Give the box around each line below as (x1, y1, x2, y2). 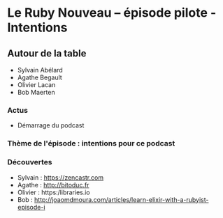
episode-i (17, 203, 45, 211)
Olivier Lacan (17, 81, 56, 88)
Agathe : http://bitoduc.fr (17, 180, 89, 189)
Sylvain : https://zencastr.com (17, 173, 103, 182)
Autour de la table (7, 47, 87, 59)
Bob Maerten (17, 88, 55, 96)
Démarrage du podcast (17, 121, 85, 130)
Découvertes (7, 157, 52, 167)
